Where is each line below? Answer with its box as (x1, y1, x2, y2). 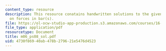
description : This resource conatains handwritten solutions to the (5, 12, 149, 17)
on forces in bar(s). (9, 16, 54, 21)
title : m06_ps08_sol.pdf (5, 34, 56, 39)
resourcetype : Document (5, 30, 54, 34)
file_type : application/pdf (5, 25, 63, 30)
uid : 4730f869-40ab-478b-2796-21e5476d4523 (5, 39, 96, 44)
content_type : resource (5, 7, 54, 12)
